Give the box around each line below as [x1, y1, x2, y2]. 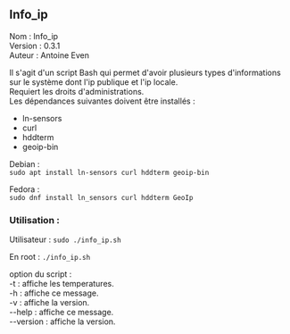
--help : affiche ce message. [9, 307, 114, 318]
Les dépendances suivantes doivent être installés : [9, 96, 195, 106]
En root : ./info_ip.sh [9, 252, 91, 263]
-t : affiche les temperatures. [9, 279, 114, 289]
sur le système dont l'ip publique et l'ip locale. [9, 76, 178, 88]
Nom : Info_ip [9, 30, 59, 41]
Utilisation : [9, 213, 60, 226]
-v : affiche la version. [9, 297, 90, 308]
